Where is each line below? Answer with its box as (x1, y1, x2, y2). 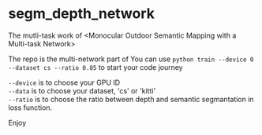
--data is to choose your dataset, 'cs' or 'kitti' (8, 86, 156, 95)
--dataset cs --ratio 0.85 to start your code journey (8, 62, 183, 71)
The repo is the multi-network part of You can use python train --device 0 (8, 54, 254, 64)
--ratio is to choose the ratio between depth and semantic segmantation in (8, 94, 254, 104)
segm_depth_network (8, 5, 155, 23)
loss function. (8, 103, 53, 112)
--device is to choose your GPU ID (8, 78, 121, 87)
